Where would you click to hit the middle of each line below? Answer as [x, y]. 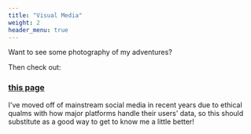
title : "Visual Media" [45, 15]
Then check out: [35, 67]
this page [26, 88]
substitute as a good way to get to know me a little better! [101, 121]
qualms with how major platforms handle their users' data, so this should [126, 113]
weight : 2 [24, 23]
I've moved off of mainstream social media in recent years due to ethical [125, 105]
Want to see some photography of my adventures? [90, 53]
